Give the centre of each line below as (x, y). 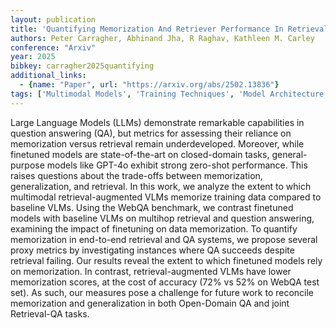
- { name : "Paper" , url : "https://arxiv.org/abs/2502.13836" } (149, 85)
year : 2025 (33, 57)
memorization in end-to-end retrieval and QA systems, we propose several (164, 239)
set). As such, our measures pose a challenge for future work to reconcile (162, 292)
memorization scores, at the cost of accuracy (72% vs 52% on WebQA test (165, 282)
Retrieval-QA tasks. (50, 313)
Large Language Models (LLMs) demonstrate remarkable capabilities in (157, 122)
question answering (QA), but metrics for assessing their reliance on (151, 133)
